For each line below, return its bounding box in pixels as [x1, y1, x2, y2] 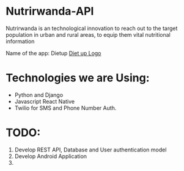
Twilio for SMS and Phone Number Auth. [14, 104, 117, 112]
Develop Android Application [14, 152, 87, 160]
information [6, 37, 35, 45]
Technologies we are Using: [6, 71, 150, 85]
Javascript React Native [14, 97, 75, 105]
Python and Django [14, 91, 64, 99]
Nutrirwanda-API [6, 4, 94, 18]
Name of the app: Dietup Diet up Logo [6, 49, 101, 56]
